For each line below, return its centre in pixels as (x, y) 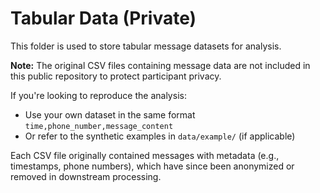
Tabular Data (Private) (103, 18)
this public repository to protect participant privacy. (116, 76)
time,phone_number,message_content (99, 126)
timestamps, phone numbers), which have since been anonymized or (152, 166)
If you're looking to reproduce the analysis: (98, 95)
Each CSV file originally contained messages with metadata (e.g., (145, 155)
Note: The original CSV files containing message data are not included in (160, 65)
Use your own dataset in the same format (110, 114)
